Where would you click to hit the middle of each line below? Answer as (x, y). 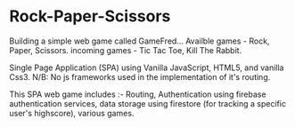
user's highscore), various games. (72, 113)
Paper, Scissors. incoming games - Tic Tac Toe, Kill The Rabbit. (126, 50)
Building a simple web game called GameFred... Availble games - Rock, (139, 41)
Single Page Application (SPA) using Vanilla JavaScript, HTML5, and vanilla (147, 67)
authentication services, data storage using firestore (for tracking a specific (148, 103)
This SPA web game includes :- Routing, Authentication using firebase (138, 94)
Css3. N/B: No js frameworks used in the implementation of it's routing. (140, 76)
